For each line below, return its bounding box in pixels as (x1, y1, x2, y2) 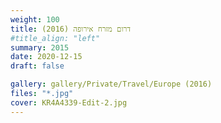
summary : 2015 (10, 42, 70, 53)
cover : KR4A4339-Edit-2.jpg (10, 97, 128, 108)
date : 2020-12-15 (10, 52, 83, 62)
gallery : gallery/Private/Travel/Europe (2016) (10, 79, 213, 90)
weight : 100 (10, 14, 60, 25)
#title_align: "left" (10, 33, 101, 43)
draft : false (10, 61, 65, 71)
